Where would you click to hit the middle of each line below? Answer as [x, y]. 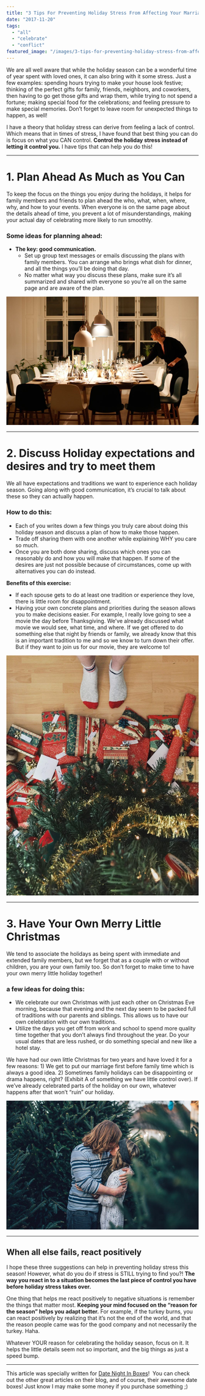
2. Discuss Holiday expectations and [101, 453]
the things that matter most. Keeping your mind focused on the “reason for [102, 1305]
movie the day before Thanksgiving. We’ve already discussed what [99, 621]
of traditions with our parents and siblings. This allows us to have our [102, 1016]
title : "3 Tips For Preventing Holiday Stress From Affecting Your [94, 13]
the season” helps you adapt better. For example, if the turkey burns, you [100, 1311]
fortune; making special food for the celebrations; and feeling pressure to [98, 102]
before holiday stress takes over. [49, 1287]
